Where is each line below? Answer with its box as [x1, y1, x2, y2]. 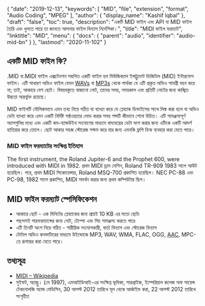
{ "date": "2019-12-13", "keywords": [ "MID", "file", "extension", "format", [7, 6, 189, 12]
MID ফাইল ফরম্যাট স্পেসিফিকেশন [7, 194, 97, 204]
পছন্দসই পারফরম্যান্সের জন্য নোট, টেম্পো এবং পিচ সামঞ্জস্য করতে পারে [15, 217, 136, 224]
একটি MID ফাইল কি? [7, 56, 67, 67]
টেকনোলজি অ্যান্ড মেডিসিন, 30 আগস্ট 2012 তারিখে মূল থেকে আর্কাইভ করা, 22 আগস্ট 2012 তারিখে [15, 285, 196, 293]
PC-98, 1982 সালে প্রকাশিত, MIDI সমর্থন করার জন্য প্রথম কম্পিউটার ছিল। [7, 176, 146, 183]
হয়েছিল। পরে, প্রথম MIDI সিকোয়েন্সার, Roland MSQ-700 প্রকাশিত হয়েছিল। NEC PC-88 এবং [7, 169, 194, 176]
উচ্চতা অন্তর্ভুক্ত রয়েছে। [7, 93, 48, 100]
